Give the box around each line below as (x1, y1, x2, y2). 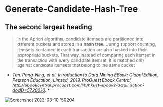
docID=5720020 (12, 87, 45, 93)
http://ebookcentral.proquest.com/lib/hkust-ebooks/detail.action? (12, 82, 145, 88)
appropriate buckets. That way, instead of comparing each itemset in (17, 52, 156, 58)
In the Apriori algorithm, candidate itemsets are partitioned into (17, 36, 143, 42)
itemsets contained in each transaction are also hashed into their (17, 47, 147, 52)
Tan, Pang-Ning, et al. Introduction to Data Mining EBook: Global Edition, (12, 72, 159, 78)
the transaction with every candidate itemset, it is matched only (17, 57, 145, 63)
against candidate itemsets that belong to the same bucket (17, 63, 135, 68)
